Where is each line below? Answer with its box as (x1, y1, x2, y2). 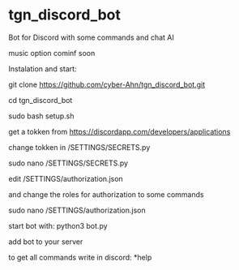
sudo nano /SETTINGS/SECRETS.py (8, 158, 128, 168)
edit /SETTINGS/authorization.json (8, 174, 123, 183)
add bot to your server (8, 237, 83, 246)
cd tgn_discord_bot (8, 95, 73, 105)
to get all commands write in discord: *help (8, 252, 152, 262)
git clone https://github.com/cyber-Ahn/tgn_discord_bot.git (8, 79, 205, 89)
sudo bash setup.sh (8, 111, 75, 121)
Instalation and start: (8, 63, 77, 74)
